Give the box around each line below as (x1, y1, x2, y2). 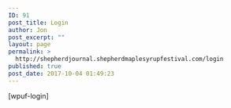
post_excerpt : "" (8, 33, 65, 41)
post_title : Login (8, 19, 69, 27)
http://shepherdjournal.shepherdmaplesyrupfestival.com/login (15, 56, 224, 63)
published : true (8, 63, 61, 70)
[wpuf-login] (8, 91, 49, 100)
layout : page (8, 41, 51, 49)
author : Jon (8, 26, 47, 34)
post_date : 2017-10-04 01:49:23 (8, 70, 114, 77)
